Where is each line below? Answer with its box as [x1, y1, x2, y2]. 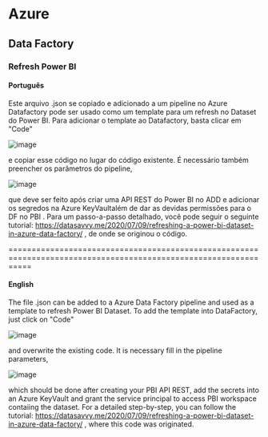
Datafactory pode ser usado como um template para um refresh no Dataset [8, 107, 257, 116]
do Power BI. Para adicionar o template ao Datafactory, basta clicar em [8, 115, 242, 125]
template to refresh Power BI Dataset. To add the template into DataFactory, [8, 305, 258, 315]
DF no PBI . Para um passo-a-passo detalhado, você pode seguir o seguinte [8, 212, 259, 221]
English [8, 280, 34, 289]
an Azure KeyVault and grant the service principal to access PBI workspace [8, 394, 258, 403]
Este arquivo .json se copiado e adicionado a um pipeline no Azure [8, 98, 228, 108]
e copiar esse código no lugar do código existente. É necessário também [8, 155, 250, 164]
